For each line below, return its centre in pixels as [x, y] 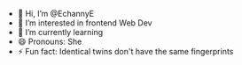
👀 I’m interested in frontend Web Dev [85, 23]
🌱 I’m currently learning [60, 32]
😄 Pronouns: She [50, 41]
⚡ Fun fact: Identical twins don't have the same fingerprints [125, 51]
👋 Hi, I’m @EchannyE [56, 14]
